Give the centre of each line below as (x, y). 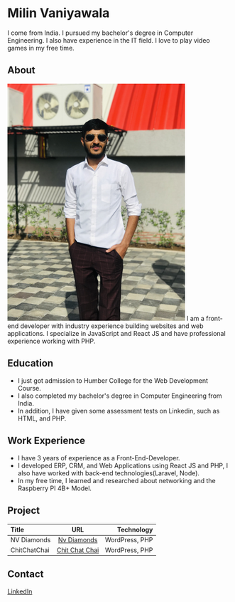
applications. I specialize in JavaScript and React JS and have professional (116, 334)
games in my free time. (41, 48)
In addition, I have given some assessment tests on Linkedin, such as (119, 411)
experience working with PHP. (51, 341)
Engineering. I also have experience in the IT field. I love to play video (109, 40)
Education (31, 363)
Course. (29, 388)
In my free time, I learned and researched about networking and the (117, 480)
